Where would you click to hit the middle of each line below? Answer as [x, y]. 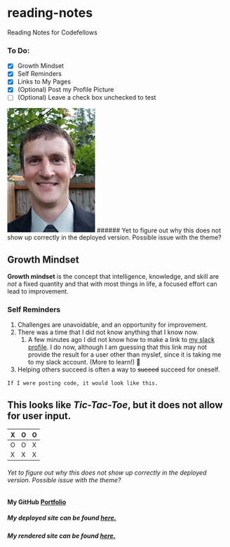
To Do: [19, 51]
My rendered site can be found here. [61, 536]
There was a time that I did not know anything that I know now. [108, 332]
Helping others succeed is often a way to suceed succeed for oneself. [119, 369]
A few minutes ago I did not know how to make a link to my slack [121, 340]
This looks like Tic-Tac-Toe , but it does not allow [115, 405]
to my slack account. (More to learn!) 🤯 [84, 362]
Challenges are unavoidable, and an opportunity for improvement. [113, 325]
